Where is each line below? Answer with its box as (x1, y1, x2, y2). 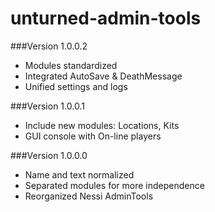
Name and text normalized (24, 168, 135, 181)
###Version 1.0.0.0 (10, 149, 88, 161)
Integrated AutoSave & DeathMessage (24, 70, 183, 82)
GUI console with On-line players (24, 130, 162, 142)
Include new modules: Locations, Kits (24, 119, 180, 131)
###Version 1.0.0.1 (10, 100, 85, 112)
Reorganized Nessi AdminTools (24, 190, 154, 202)
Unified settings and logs (24, 80, 128, 92)
